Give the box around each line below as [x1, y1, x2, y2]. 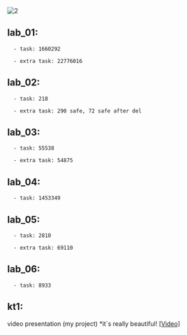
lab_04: [7, 176, 40, 188]
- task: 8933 [13, 282, 52, 289]
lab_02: [7, 77, 40, 89]
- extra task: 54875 [13, 157, 73, 164]
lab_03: [7, 127, 40, 138]
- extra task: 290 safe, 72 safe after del [13, 107, 142, 115]
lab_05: [7, 213, 40, 225]
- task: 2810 [13, 232, 52, 239]
